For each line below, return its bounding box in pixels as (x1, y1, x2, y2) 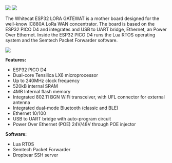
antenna (12, 99, 30, 105)
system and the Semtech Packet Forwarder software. (5, 37, 118, 43)
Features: (5, 57, 27, 63)
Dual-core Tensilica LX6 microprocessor (12, 72, 99, 78)
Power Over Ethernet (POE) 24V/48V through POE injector (12, 121, 136, 127)
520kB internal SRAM (12, 83, 58, 89)
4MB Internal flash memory (12, 89, 71, 94)
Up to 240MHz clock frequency (12, 77, 80, 84)
